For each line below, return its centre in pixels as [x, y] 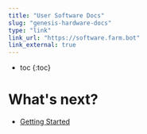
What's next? [53, 100]
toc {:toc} [35, 67]
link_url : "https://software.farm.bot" [74, 38]
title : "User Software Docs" [56, 15]
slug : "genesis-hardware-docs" [60, 23]
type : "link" [30, 30]
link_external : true [43, 45]
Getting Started [44, 122]
